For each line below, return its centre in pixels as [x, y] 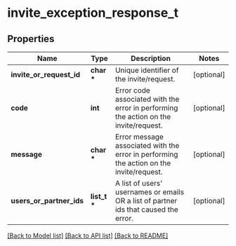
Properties [31, 39]
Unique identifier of [147, 70]
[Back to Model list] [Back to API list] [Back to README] [88, 235]
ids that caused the [146, 210]
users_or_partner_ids [47, 201]
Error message [139, 137]
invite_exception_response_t [93, 13]
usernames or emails [150, 192]
